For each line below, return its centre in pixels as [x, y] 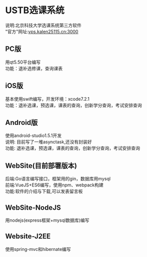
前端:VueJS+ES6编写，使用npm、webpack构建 [54, 185]
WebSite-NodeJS [33, 207]
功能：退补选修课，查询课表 [34, 68]
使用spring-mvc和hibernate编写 [38, 249]
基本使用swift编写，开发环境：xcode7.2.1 [47, 99]
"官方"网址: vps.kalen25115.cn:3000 [42, 31]
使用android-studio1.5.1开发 [33, 136]
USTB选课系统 [35, 10]
